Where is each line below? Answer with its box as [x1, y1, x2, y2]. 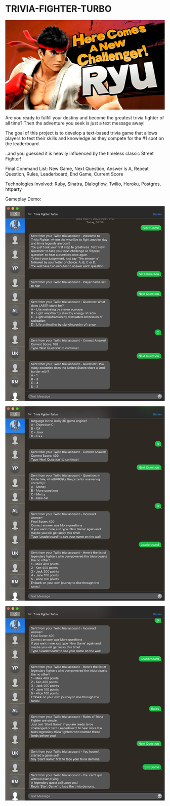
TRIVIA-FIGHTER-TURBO [5, 3, 112, 15]
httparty [5, 186, 22, 192]
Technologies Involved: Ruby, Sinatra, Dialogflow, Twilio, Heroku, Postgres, [5, 181, 161, 187]
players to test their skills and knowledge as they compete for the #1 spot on [5, 135, 164, 142]
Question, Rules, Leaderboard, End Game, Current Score [5, 171, 123, 177]
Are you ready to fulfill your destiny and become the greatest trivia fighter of [5, 115, 164, 121]
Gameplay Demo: [5, 196, 41, 202]
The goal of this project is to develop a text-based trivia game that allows [5, 130, 158, 136]
